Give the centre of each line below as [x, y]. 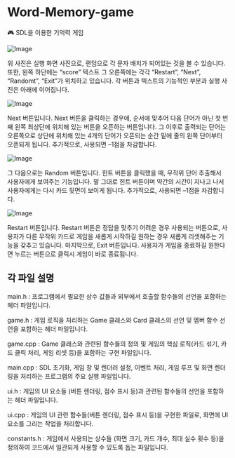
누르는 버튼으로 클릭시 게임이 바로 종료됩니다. [76, 254]
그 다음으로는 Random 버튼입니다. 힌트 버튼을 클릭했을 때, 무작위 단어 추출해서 [115, 173]
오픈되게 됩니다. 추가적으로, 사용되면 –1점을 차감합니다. [82, 144]
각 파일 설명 [31, 278]
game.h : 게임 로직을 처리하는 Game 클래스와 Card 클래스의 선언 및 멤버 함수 [113, 320]
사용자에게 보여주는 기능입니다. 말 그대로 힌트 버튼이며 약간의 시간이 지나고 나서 [116, 181]
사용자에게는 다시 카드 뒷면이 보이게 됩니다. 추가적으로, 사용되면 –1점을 [103, 190]
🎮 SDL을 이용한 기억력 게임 [46, 32]
